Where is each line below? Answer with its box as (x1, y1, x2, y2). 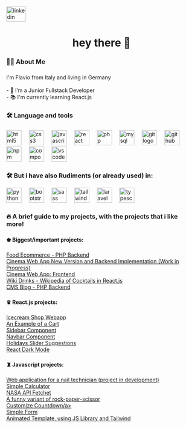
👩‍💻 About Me (6, 58, 45, 66)
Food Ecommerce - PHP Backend (6, 251, 89, 258)
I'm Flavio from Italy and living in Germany (6, 73, 111, 81)
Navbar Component (6, 333, 56, 340)
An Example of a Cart (6, 320, 59, 327)
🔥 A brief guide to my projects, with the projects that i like (6, 212, 178, 221)
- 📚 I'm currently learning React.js (6, 93, 92, 100)
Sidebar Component (6, 326, 57, 334)
